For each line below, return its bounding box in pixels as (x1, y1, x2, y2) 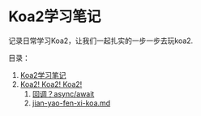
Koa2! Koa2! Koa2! (19, 79, 83, 89)
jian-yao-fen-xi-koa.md (32, 98, 111, 108)
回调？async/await (32, 88, 95, 98)
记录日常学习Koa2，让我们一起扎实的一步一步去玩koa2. (8, 36, 194, 45)
